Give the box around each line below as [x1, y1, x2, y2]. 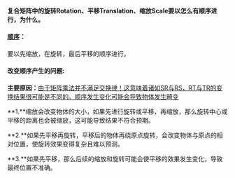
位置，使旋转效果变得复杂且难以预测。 [13, 140, 124, 148]
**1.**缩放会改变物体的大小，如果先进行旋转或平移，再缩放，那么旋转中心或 [7, 107, 228, 116]
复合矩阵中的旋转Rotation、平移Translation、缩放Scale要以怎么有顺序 [7, 6, 211, 15]
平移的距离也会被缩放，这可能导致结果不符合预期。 [7, 116, 155, 124]
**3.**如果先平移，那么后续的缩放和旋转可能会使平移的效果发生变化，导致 [7, 155, 223, 163]
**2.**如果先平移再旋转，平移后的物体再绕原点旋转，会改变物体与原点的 [7, 131, 217, 139]
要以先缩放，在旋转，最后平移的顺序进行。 [7, 49, 130, 57]
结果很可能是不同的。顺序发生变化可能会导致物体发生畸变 [13, 93, 179, 101]
